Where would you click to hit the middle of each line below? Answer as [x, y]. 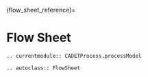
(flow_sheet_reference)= [41, 10]
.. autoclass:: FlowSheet [43, 68]
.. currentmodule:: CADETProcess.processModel [74, 56]
